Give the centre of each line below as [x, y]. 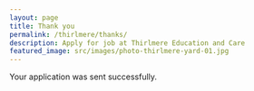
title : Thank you [42, 26]
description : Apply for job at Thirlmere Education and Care [127, 43]
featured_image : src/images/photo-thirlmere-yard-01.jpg [119, 51]
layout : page [34, 18]
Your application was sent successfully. [83, 77]
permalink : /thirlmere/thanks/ [68, 34]
